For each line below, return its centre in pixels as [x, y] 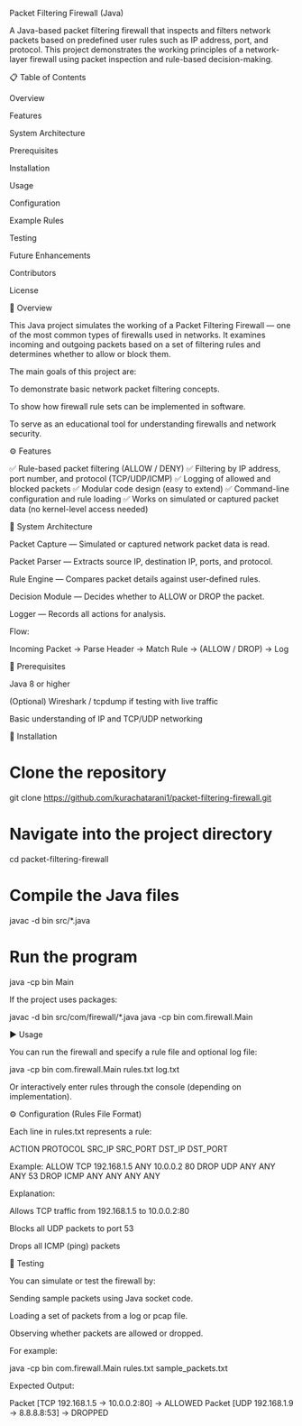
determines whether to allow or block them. [90, 354]
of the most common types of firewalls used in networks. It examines [137, 335]
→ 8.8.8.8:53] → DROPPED [59, 1412]
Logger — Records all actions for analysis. [88, 614]
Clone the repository [88, 773]
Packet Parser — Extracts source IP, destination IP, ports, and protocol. [141, 561]
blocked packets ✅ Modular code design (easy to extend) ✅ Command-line [150, 489]
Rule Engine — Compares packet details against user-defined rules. [135, 579]
